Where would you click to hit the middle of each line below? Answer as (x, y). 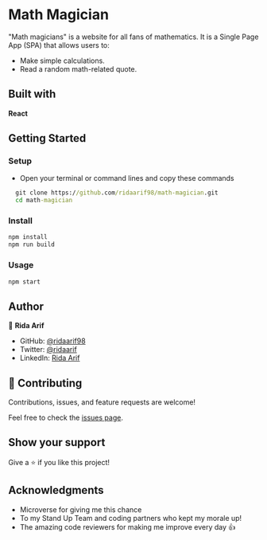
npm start (25, 282)
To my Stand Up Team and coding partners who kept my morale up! (131, 518)
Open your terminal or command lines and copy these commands (127, 178)
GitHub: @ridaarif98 (52, 341)
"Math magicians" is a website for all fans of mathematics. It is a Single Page (133, 37)
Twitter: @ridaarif (48, 350)
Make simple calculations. (62, 61)
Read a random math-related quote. (78, 68)
